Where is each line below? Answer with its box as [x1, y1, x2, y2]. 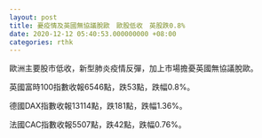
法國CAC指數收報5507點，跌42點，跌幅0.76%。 [9, 119, 187, 130]
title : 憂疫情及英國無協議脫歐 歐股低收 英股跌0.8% [9, 21, 186, 30]
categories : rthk [9, 37, 74, 47]
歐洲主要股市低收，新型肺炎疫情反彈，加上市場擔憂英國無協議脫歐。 [9, 63, 258, 73]
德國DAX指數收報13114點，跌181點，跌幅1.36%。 [9, 101, 188, 111]
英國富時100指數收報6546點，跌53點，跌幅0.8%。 [9, 81, 195, 93]
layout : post [9, 12, 58, 22]
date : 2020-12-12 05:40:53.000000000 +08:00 [9, 29, 177, 38]
